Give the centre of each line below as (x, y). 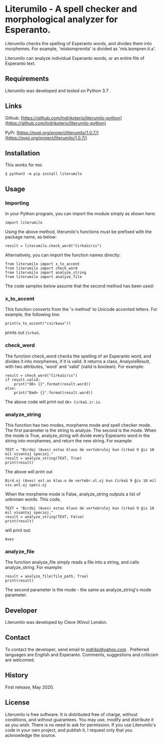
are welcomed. (20, 660)
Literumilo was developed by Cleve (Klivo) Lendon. (56, 622)
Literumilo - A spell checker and (71, 9)
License (17, 703)
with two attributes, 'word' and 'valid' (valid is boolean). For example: (75, 366)
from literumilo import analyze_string (46, 273)
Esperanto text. (20, 63)
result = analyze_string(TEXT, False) (45, 517)
